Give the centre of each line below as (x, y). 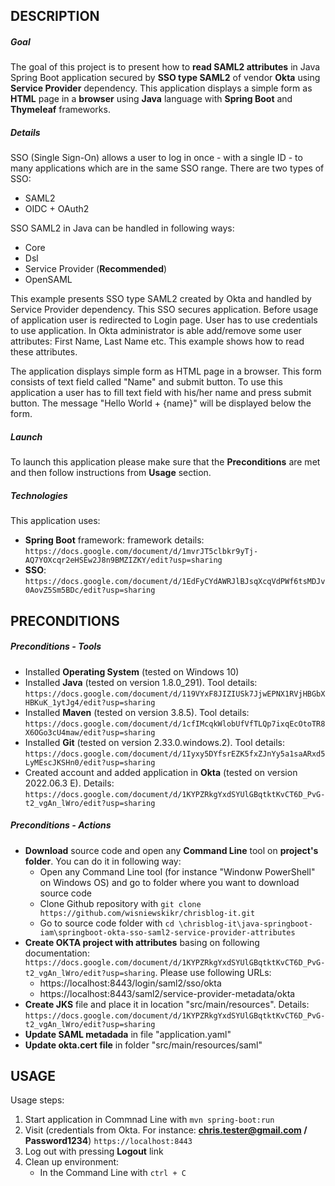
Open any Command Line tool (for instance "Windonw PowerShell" (177, 871)
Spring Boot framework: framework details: (114, 540)
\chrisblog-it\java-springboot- (245, 924)
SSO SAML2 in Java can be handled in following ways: (122, 228)
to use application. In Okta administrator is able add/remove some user (156, 331)
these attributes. (44, 352)
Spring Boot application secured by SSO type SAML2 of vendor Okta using (165, 78)
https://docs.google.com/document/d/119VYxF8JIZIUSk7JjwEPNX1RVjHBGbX (175, 694)
